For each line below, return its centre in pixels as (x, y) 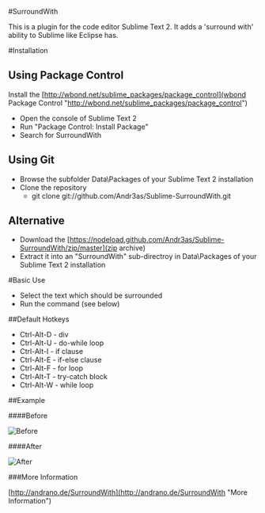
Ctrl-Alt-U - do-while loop (62, 343)
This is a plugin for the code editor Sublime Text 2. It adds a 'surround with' (131, 27)
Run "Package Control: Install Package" (84, 127)
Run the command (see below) (70, 304)
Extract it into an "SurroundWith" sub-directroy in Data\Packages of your (138, 256)
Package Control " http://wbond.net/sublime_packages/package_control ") (128, 103)
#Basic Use (27, 280)
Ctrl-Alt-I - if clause (51, 351)
